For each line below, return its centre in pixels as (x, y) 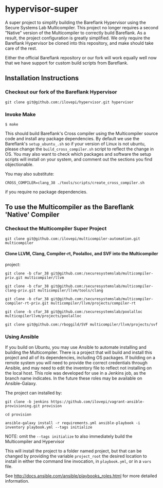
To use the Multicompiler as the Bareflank (70, 207)
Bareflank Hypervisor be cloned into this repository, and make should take (79, 43)
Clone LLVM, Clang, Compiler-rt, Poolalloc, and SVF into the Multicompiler (82, 253)
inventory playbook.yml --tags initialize (49, 427)
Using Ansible (22, 337)
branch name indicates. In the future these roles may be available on (74, 379)
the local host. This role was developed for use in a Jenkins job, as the (75, 373)
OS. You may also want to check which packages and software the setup (78, 154)
